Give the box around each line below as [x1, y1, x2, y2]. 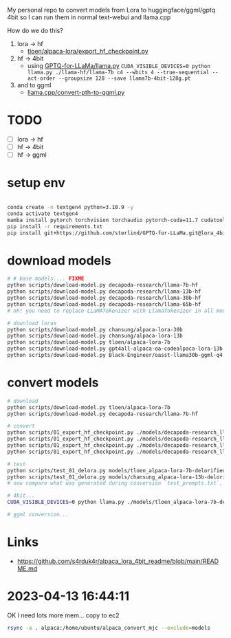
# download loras [7, 320, 57, 327]
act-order [27, 75, 56, 82]
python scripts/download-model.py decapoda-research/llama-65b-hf [7, 300, 201, 308]
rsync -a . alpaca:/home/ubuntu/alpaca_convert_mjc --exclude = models [7, 624, 211, 631]
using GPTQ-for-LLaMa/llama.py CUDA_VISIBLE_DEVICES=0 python [27, 62, 211, 69]
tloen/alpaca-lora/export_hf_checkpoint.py [27, 47, 149, 55]
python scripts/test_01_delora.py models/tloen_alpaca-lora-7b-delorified [7, 467, 226, 474]
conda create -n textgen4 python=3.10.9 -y [7, 204, 134, 211]
